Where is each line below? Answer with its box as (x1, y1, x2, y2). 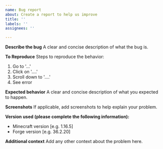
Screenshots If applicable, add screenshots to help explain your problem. (5, 104, 157, 110)
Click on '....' (12, 68, 38, 75)
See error (12, 79, 33, 85)
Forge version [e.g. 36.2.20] (12, 128, 71, 135)
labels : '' (5, 21, 28, 26)
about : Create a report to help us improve (5, 12, 98, 17)
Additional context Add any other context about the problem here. (5, 138, 143, 144)
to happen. (5, 94, 28, 100)
